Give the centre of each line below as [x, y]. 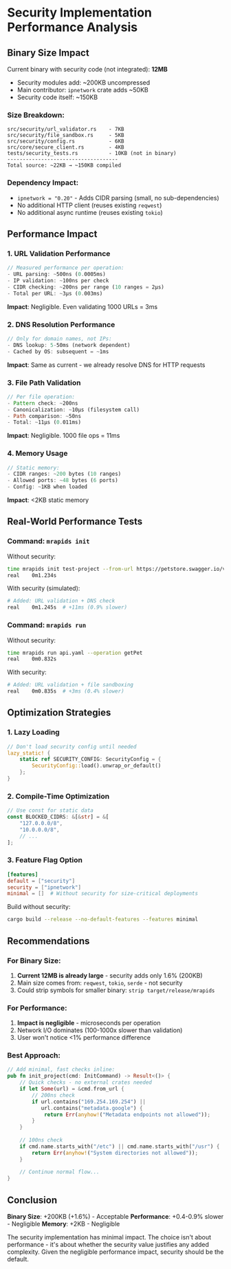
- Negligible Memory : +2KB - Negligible [64, 1224]
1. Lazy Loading [33, 733]
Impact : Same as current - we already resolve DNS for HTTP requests [106, 365]
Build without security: [39, 907]
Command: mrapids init [48, 541]
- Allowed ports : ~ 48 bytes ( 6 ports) [63, 481]
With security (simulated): [44, 588]
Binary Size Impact [48, 53]
